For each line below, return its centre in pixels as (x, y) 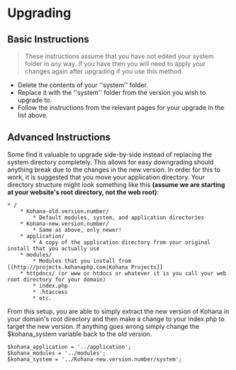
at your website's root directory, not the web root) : (83, 192)
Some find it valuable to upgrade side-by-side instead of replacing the (110, 155)
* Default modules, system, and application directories (118, 218)
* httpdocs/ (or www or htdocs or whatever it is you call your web (123, 273)
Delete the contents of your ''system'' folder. (83, 85)
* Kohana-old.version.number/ (65, 211)
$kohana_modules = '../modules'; (57, 353)
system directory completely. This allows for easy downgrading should (111, 162)
